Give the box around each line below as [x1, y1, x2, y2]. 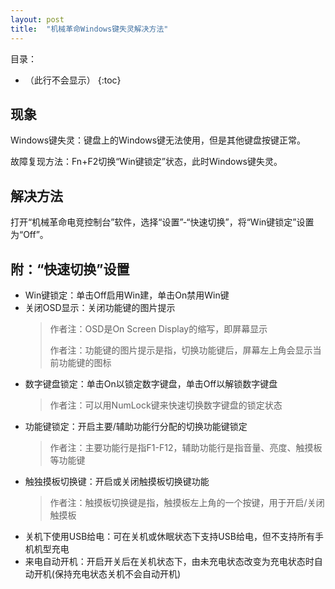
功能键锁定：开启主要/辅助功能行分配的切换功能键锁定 [24, 420, 248, 432]
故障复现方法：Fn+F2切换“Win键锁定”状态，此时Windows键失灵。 [10, 156, 283, 168]
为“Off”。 [10, 229, 49, 241]
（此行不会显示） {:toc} [24, 74, 122, 86]
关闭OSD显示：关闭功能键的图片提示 [24, 301, 176, 313]
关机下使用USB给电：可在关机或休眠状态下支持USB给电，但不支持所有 [24, 530, 315, 542]
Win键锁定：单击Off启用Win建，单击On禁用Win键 [24, 289, 230, 301]
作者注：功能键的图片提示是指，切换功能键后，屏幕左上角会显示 [49, 344, 313, 356]
